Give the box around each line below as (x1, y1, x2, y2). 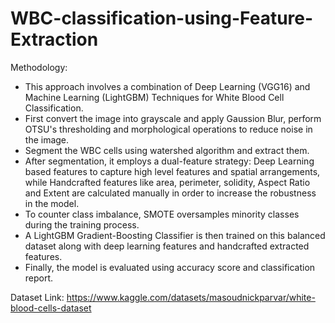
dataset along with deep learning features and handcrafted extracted (24, 240, 310, 252)
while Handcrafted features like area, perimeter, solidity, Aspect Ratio (24, 176, 311, 188)
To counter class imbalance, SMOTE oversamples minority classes (24, 208, 300, 220)
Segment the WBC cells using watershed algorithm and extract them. (24, 144, 310, 156)
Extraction (10, 28, 99, 51)
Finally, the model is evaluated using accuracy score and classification (24, 261, 316, 273)
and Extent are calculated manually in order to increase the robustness (24, 187, 317, 199)
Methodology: (10, 61, 68, 73)
